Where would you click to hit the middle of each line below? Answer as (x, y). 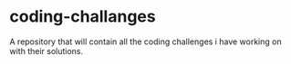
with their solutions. (47, 50)
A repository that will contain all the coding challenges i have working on (145, 41)
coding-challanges (83, 17)
